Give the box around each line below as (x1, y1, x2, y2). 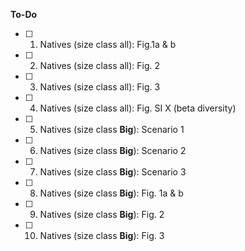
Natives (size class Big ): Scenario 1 (39, 124, 185, 135)
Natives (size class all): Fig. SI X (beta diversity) (39, 102, 237, 114)
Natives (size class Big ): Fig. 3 (39, 230, 165, 241)
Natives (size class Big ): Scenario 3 (39, 166, 187, 178)
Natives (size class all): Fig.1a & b (39, 39, 177, 50)
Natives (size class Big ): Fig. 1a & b (39, 187, 184, 199)
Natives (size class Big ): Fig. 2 (39, 209, 165, 220)
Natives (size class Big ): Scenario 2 (39, 145, 187, 156)
